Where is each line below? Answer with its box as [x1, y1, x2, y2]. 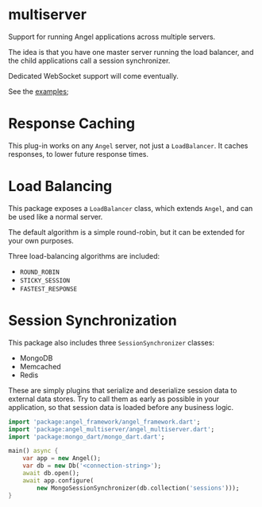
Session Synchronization [8, 312, 177, 330]
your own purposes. [8, 236, 74, 245]
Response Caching [8, 115, 136, 133]
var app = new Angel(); [22, 454, 102, 462]
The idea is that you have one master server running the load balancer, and [8, 47, 254, 57]
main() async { [8, 447, 59, 455]
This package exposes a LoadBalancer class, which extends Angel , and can [8, 203, 253, 213]
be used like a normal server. [8, 212, 103, 221]
